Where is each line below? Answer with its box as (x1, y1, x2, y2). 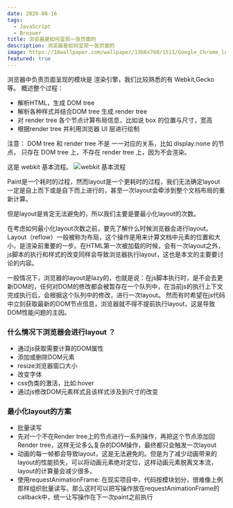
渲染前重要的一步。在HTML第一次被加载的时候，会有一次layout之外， (25, 241, 224, 249)
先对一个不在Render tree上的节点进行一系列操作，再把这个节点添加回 (17, 432, 215, 441)
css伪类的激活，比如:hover (17, 379, 95, 387)
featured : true (7, 55, 51, 62)
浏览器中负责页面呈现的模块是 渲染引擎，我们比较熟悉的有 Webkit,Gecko (7, 75, 215, 83)
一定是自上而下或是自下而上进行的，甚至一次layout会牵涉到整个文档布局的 (7, 186, 219, 194)
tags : (7, 17, 23, 24)
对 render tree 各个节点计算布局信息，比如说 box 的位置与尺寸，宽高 (17, 116, 213, 124)
